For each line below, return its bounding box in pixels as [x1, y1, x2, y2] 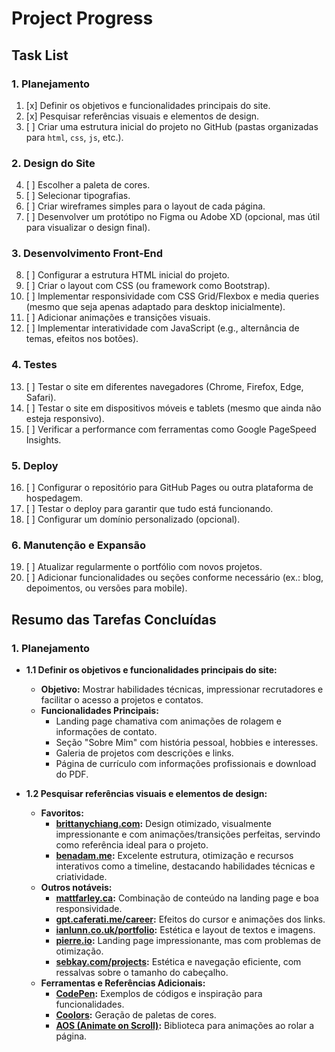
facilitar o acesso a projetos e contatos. [40, 694, 204, 706]
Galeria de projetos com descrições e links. [55, 747, 234, 759]
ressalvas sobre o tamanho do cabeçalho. [55, 967, 229, 979]
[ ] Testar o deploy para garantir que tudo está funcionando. [25, 503, 274, 515]
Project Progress [11, 7, 154, 30]
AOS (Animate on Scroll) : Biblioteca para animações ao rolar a [55, 1020, 314, 1032]
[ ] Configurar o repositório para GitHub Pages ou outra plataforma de [25, 482, 314, 494]
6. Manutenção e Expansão [11, 538, 146, 552]
